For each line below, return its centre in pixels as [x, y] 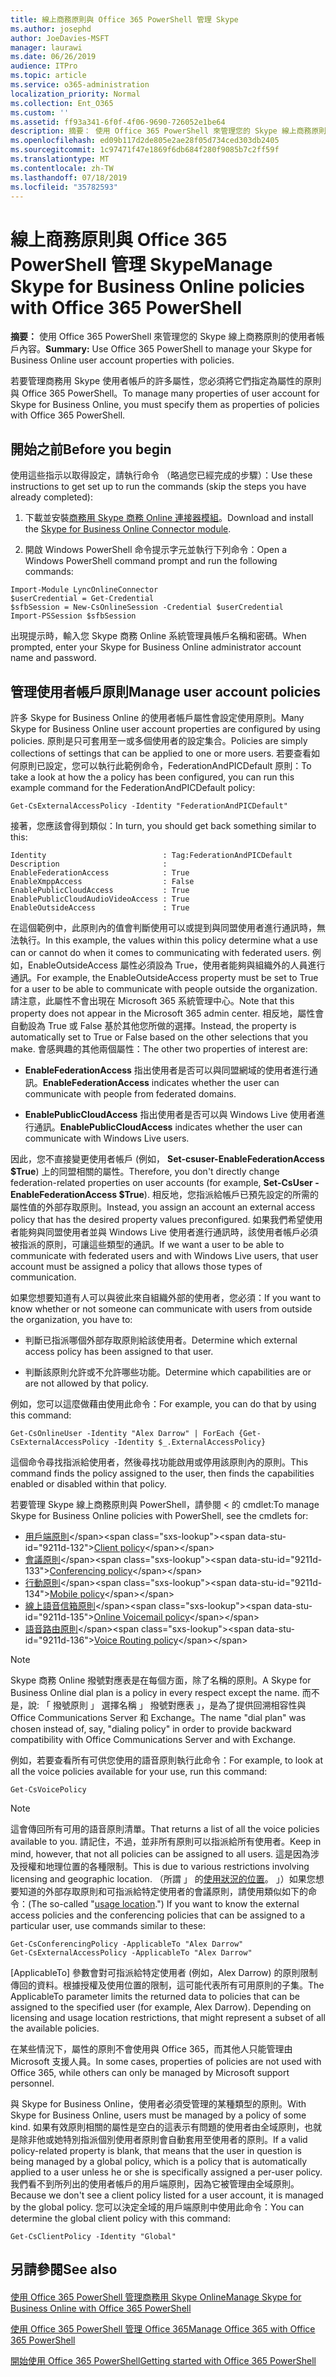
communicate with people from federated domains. [130, 1093]
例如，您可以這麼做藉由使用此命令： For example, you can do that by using [163, 1403]
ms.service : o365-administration [80, 85]
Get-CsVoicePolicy [48, 1789]
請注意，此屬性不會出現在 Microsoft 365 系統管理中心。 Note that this [152, 1000]
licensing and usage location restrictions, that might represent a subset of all [168, 2017]
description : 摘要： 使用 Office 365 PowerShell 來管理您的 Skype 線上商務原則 [168, 131]
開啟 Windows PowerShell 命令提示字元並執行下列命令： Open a [155, 550]
